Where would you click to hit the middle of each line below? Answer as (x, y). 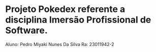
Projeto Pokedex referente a (65, 9)
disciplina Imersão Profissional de (78, 20)
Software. (27, 30)
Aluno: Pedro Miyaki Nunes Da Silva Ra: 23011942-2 (60, 44)
